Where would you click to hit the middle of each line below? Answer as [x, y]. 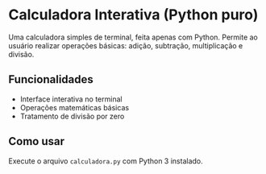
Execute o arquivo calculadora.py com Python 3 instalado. [106, 161]
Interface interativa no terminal [71, 99]
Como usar [37, 141]
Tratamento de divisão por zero [72, 116]
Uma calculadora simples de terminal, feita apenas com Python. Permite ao [133, 37]
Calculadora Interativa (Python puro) [133, 15]
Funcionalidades [51, 79]
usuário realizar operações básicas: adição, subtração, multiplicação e [126, 45]
